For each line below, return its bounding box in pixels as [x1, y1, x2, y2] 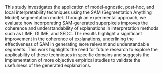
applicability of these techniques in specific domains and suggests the [5, 52, 150, 58]
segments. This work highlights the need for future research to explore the [5, 47, 158, 52]
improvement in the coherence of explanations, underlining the [5, 36, 134, 42]
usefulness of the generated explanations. [5, 62, 92, 68]
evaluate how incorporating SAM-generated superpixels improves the [5, 20, 148, 26]
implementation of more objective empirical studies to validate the [5, 57, 141, 63]
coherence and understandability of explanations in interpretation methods [5, 25, 159, 31]
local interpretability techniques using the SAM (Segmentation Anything [5, 9, 152, 15]
